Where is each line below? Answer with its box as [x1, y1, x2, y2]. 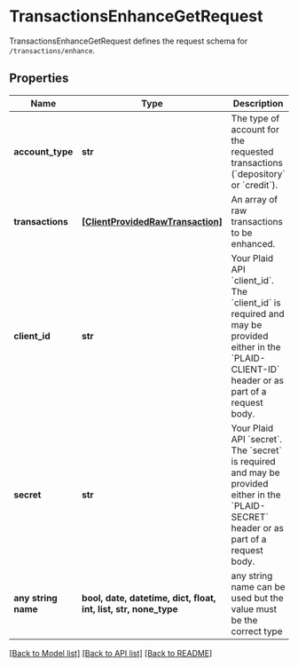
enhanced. [231, 237, 276, 250]
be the [231, 614, 258, 626]
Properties [9, 71, 69, 86]
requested [231, 145, 274, 157]
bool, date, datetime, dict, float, [81, 592, 216, 604]
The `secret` [231, 444, 282, 457]
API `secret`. [231, 433, 283, 445]
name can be [231, 580, 286, 592]
